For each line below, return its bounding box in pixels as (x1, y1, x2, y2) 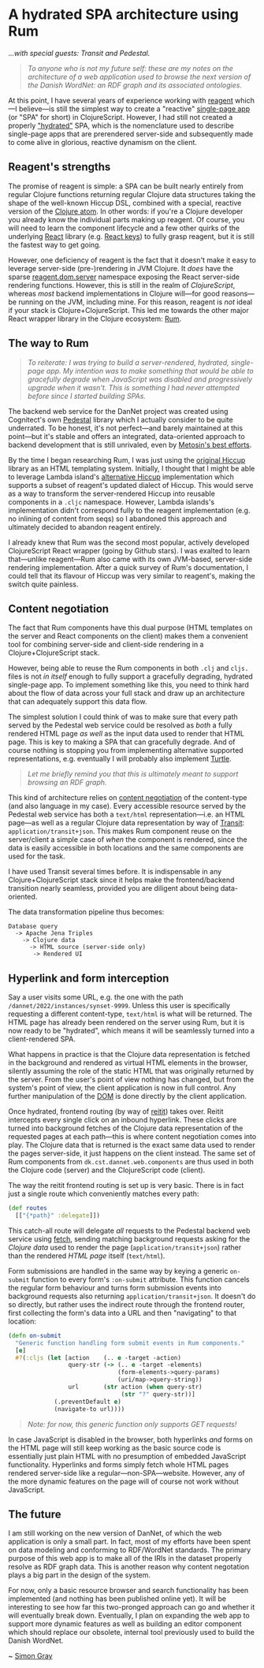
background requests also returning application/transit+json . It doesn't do (8, 1291, 256, 1301)
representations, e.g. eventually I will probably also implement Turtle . (8, 754, 232, 764)
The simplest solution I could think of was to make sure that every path (8, 712, 238, 722)
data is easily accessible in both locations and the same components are (8, 843, 244, 853)
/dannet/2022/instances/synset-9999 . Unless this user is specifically (8, 1001, 231, 1011)
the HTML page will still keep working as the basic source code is (8, 1443, 221, 1452)
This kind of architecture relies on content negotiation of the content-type (8, 793, 247, 802)
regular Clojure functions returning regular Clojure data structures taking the (8, 189, 256, 199)
